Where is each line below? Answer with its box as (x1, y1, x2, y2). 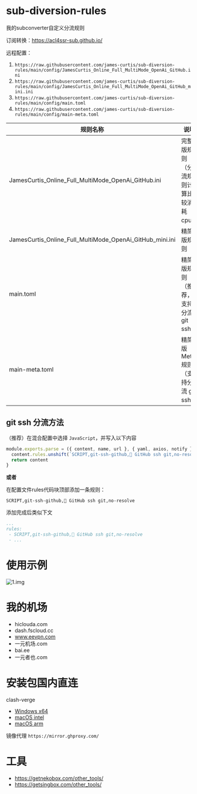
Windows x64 (14, 707, 49, 714)
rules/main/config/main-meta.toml (14, 112, 99, 117)
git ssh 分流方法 (6, 418, 64, 428)
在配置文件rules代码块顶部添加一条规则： (6, 486, 106, 494)
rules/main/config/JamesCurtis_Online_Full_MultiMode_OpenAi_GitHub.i (14, 67, 191, 73)
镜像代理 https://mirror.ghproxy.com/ (6, 732, 100, 739)
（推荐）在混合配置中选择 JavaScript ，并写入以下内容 (6, 434, 137, 441)
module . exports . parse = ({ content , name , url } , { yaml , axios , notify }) (6, 446, 195, 452)
